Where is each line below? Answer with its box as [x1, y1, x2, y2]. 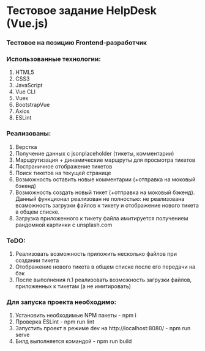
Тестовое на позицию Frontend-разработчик [6, 38, 147, 47]
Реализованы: [6, 129, 51, 138]
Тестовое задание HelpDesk [6, 4, 157, 18]
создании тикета [15, 257, 59, 264]
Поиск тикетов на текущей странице [15, 169, 111, 176]
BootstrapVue [15, 101, 50, 109]
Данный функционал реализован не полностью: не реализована [15, 195, 185, 202]
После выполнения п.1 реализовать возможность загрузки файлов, [15, 276, 192, 283]
